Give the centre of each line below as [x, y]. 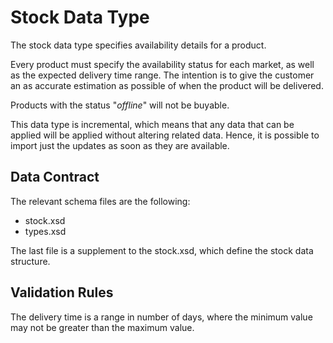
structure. [30, 261]
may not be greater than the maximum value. [102, 327]
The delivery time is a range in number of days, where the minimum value [161, 317]
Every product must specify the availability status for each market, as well [162, 64]
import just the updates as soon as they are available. [120, 145]
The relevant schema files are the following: [100, 201]
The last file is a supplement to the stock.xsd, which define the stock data [162, 250]
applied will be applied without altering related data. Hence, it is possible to [165, 135]
